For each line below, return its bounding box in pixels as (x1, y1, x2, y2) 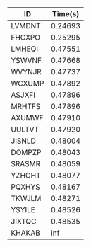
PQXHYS (11, 182, 40, 192)
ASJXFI (11, 90, 36, 100)
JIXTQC (11, 217, 37, 226)
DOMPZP (11, 148, 42, 157)
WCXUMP (11, 79, 44, 88)
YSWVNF (11, 56, 42, 65)
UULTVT (11, 125, 40, 134)
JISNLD (11, 136, 37, 146)
